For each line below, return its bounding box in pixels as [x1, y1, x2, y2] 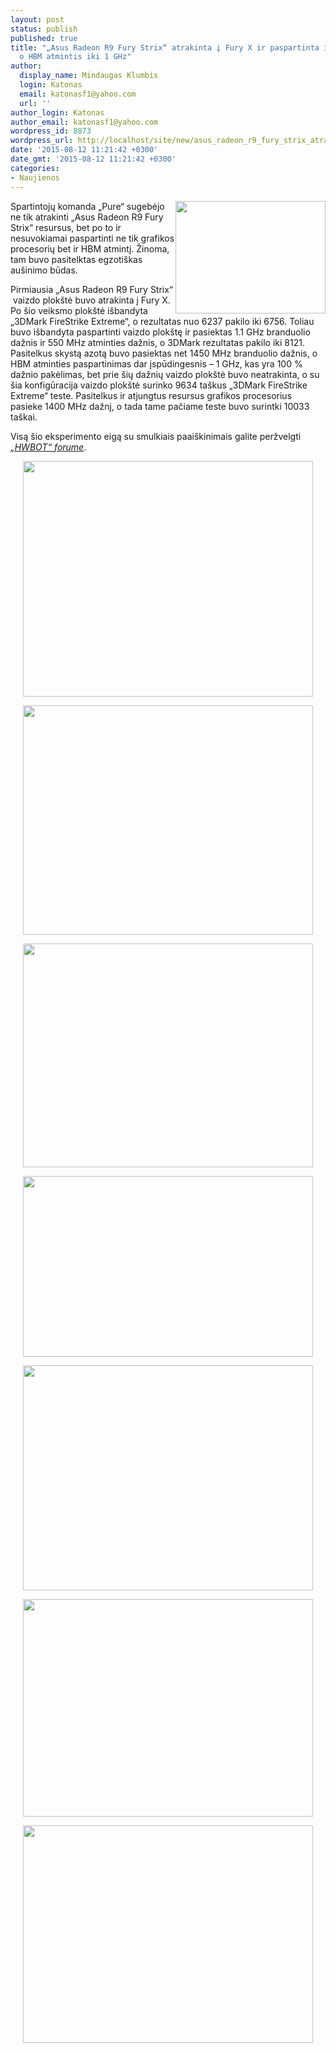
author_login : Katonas [10, 107, 105, 118]
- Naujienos [10, 172, 60, 183]
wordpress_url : [10, 136, 74, 146]
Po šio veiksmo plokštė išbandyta [10, 304, 148, 316]
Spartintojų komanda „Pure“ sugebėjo [10, 200, 165, 212]
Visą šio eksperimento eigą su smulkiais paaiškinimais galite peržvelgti [10, 430, 302, 442]
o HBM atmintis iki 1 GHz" [19, 52, 132, 62]
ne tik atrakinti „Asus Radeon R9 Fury [10, 211, 164, 223]
